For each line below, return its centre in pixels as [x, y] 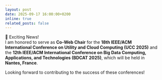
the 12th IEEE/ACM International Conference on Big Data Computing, [76, 53]
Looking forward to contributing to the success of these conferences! [75, 72]
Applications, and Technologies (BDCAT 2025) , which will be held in [75, 58]
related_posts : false [27, 23]
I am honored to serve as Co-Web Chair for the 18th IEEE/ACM [69, 42]
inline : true [18, 19]
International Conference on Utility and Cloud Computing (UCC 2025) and [81, 47]
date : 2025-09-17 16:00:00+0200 [38, 14]
